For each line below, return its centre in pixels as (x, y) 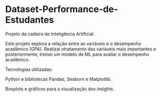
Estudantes (30, 20)
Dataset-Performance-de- (62, 9)
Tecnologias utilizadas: (29, 69)
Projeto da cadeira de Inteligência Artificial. (50, 34)
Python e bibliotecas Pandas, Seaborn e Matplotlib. (59, 79)
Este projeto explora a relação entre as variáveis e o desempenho (73, 43)
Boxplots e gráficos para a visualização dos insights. (60, 88)
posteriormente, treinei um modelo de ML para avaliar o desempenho (77, 54)
